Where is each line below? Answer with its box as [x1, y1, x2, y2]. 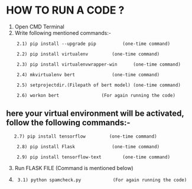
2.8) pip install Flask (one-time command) [17, 144, 160, 149]
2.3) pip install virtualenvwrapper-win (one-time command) [17, 61, 181, 67]
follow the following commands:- [6, 118, 131, 128]
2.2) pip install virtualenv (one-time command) [17, 51, 160, 57]
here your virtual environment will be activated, [6, 109, 184, 119]
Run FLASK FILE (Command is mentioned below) [14, 164, 134, 171]
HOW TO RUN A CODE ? [6, 4, 125, 17]
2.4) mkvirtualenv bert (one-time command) [17, 71, 160, 77]
